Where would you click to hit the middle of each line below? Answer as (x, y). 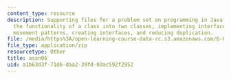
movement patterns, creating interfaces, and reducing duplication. (113, 33)
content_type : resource (41, 13)
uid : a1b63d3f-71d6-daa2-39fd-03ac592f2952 (70, 65)
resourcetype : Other (37, 52)
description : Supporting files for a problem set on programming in (107, 20)
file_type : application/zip (47, 45)
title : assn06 (27, 58)
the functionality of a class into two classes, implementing (104, 26)
